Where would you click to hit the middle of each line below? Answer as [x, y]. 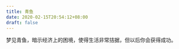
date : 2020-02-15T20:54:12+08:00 [47, 17]
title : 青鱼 [20, 12]
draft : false [22, 22]
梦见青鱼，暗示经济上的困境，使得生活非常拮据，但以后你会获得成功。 [91, 40]
